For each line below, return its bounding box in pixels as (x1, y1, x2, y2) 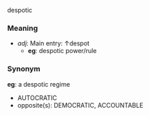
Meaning (7, 23, 38, 33)
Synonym (7, 64, 40, 74)
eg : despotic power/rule (27, 47, 97, 55)
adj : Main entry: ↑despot (17, 39, 90, 48)
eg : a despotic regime (7, 80, 70, 88)
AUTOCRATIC (17, 94, 57, 102)
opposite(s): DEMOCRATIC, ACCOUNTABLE (17, 101, 144, 109)
